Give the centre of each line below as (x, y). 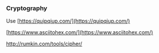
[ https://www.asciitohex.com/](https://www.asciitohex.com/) (79, 32)
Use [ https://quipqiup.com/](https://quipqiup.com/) (68, 21)
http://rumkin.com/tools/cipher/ (44, 44)
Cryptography (27, 8)
